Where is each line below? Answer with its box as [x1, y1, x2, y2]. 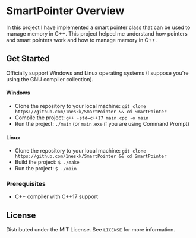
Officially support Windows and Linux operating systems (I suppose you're [6, 69, 189, 77]
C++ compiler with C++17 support [14, 193, 99, 200]
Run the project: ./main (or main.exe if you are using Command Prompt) [14, 120, 190, 127]
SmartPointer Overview [6, 4, 125, 18]
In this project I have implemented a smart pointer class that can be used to [6, 24, 191, 31]
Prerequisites [6, 180, 46, 188]
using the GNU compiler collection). [6, 75, 94, 82]
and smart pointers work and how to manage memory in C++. [6, 36, 157, 43]
